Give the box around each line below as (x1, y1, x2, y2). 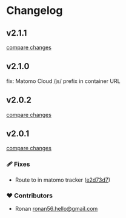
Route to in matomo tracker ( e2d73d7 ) (15, 176, 111, 183)
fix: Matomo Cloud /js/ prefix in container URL (6, 77, 121, 85)
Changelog (6, 4, 63, 18)
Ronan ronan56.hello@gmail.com (15, 205, 98, 213)
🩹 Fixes (6, 160, 30, 168)
